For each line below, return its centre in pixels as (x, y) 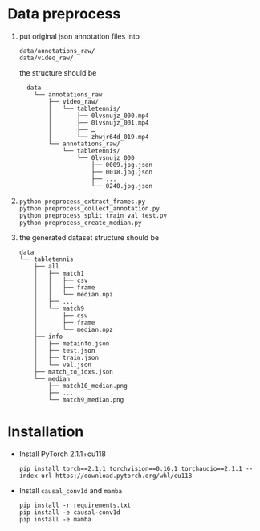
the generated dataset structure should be (89, 237)
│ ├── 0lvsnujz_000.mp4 (99, 116)
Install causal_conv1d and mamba (70, 490)
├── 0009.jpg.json (122, 165)
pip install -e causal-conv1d (70, 512)
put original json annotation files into (79, 36)
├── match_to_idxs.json (73, 372)
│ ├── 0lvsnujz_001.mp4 (99, 123)
